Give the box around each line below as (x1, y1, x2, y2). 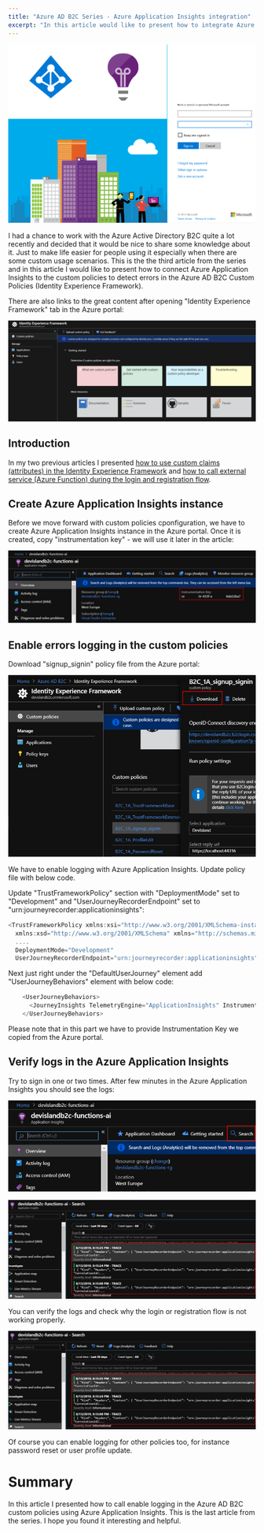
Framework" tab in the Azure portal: (8, 305, 124, 314)
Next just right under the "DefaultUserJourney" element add (8, 969, 203, 978)
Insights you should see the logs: (8, 1084, 115, 1094)
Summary (8, 1473, 73, 1491)
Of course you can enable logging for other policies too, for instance (8, 1438, 230, 1447)
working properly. (8, 1315, 65, 1324)
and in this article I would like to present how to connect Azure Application (8, 265, 249, 274)
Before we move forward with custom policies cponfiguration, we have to (8, 518, 245, 528)
